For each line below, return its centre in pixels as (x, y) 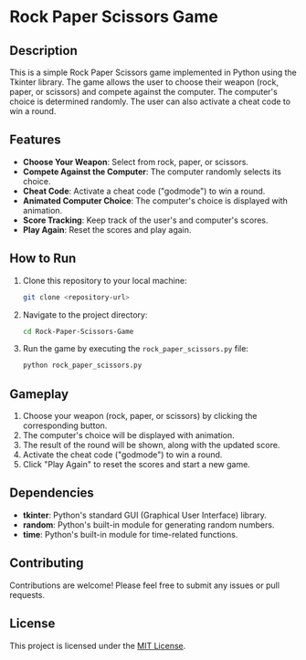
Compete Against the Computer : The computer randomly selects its (152, 172)
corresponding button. (65, 425)
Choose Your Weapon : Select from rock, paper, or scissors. (136, 162)
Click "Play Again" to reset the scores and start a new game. (137, 465)
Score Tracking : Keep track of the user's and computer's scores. (145, 220)
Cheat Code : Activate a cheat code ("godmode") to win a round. (144, 191)
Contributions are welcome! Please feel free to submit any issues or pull (145, 585)
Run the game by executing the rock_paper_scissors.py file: (136, 349)
